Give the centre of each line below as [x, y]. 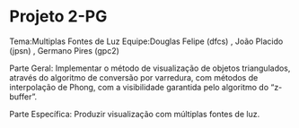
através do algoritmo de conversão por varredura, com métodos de [134, 77]
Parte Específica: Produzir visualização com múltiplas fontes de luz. [135, 114]
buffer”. [23, 97]
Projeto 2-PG [58, 17]
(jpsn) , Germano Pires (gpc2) [64, 50]
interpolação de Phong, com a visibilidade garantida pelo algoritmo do [139, 87]
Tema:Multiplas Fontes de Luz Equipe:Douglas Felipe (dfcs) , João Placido [146, 41]
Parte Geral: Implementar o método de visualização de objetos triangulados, [150, 68]
